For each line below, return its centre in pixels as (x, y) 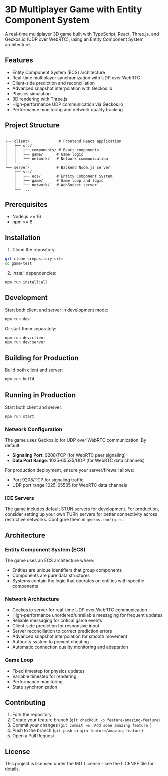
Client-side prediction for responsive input (56, 626)
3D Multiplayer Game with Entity (74, 9)
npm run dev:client (25, 338)
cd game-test (19, 264)
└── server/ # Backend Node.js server (58, 167)
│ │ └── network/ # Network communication (57, 159)
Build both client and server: (34, 370)
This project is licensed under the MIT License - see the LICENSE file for (79, 764)
